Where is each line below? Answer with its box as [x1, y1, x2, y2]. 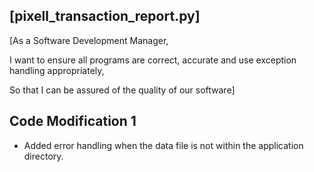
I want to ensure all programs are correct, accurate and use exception [9, 54, 297, 66]
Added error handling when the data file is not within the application [23, 139, 304, 151]
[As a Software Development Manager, [9, 34, 169, 46]
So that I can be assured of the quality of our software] [9, 84, 236, 96]
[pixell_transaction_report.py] [9, 8, 201, 25]
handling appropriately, [9, 64, 105, 76]
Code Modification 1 [9, 113, 137, 130]
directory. [23, 150, 64, 162]
